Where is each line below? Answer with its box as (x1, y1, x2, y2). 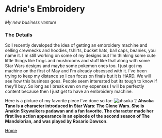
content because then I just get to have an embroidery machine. (5, 88, 133, 95)
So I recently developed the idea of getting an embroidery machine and (5, 42, 148, 48)
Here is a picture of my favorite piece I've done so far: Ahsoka (5, 98, 154, 104)
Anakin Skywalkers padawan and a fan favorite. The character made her (5, 108, 154, 114)
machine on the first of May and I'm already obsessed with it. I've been (5, 68, 147, 74)
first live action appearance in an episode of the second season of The (5, 113, 150, 119)
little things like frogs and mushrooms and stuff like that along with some (5, 58, 150, 64)
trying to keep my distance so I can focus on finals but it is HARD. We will (5, 73, 151, 79)
